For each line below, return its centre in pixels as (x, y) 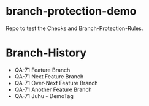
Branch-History (46, 53)
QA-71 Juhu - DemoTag (44, 96)
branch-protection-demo (71, 11)
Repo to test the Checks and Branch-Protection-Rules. (74, 28)
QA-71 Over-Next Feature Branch (56, 83)
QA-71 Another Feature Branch (53, 89)
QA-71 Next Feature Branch (49, 76)
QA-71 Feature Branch (42, 70)
